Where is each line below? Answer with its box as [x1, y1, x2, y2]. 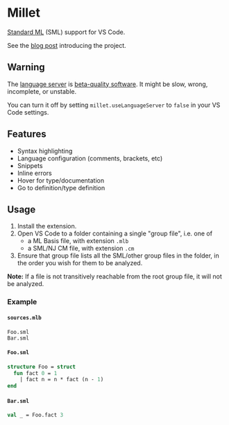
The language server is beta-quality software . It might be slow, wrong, [7, 80, 208, 88]
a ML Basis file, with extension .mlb [27, 237, 129, 245]
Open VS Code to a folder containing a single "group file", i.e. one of [17, 229, 213, 237]
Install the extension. [17, 222, 77, 231]
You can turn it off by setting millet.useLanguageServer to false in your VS [7, 101, 221, 109]
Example [7, 297, 37, 307]
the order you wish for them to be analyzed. [17, 259, 143, 267]
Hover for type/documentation [17, 176, 105, 185]
